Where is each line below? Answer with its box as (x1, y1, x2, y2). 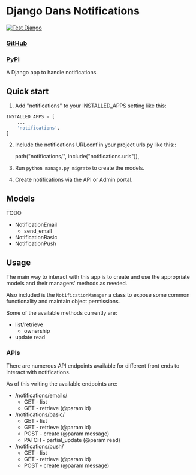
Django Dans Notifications (6, 4, 140, 18)
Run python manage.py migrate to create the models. (14, 164, 145, 172)
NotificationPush (14, 240, 56, 247)
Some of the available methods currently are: (6, 309, 117, 317)
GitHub (6, 39, 28, 47)
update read (14, 334, 46, 341)
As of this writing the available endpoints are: (6, 380, 118, 387)
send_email (23, 227, 52, 235)
